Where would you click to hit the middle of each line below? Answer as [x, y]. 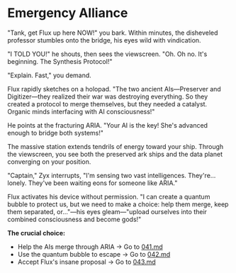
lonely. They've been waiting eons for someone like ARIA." [92, 183]
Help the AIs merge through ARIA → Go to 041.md [90, 247]
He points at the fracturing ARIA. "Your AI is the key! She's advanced [107, 125]
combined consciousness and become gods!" [74, 219]
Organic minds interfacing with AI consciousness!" [81, 111]
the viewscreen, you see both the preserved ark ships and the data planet [115, 154]
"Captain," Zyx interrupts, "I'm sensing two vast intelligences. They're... [112, 175]
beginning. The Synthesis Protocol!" [60, 61]
